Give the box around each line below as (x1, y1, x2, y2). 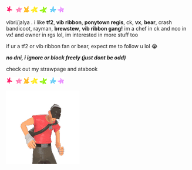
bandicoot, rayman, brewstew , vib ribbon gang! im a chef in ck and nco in (6, 25, 187, 32)
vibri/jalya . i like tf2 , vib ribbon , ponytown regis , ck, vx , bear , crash (6, 19, 172, 26)
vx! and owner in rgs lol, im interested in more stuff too (6, 31, 139, 38)
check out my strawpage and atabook (6, 65, 98, 72)
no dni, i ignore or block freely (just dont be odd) (6, 54, 126, 61)
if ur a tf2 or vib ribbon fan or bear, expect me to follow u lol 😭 (6, 43, 158, 49)
